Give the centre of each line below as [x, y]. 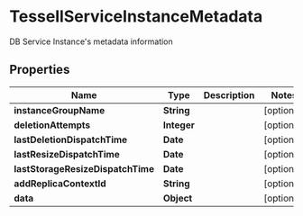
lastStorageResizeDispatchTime [84, 168]
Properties [40, 70]
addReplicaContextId [60, 184]
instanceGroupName [60, 110]
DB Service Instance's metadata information [91, 41]
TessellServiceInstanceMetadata [136, 17]
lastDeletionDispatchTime [71, 139]
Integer [179, 125]
